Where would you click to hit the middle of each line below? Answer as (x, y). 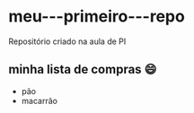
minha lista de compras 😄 (83, 70)
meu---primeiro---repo (97, 17)
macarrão (39, 100)
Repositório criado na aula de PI (67, 41)
